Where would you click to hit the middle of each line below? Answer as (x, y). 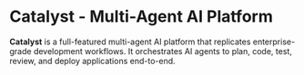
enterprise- (274, 42)
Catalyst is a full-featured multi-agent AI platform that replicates (130, 42)
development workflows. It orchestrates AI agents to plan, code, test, (163, 51)
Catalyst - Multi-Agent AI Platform (141, 17)
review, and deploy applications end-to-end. (92, 61)
